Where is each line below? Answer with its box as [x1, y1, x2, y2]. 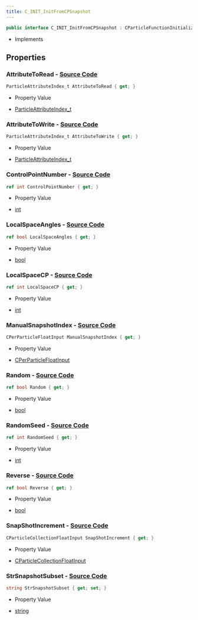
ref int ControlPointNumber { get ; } [6, 184, 99, 190]
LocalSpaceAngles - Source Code [6, 220, 105, 229]
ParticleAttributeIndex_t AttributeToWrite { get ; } [6, 134, 138, 140]
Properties [6, 52, 46, 62]
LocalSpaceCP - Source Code [6, 271, 93, 279]
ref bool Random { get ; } [6, 384, 70, 391]
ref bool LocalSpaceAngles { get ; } [6, 234, 96, 240]
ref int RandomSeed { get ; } [6, 434, 78, 441]
